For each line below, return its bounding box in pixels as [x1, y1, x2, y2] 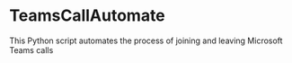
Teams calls [9, 44, 54, 55]
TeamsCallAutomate [9, 5, 166, 26]
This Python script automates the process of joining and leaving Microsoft [9, 35, 283, 46]
